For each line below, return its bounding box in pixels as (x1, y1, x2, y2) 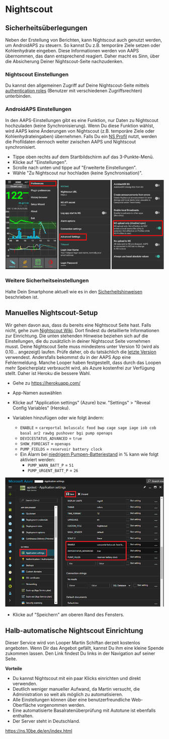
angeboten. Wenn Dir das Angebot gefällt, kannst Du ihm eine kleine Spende (5, 645, 164, 651)
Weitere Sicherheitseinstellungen (5, 277, 89, 284)
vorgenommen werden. (37, 702, 86, 708)
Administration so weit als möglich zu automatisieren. (12, 692, 123, 698)
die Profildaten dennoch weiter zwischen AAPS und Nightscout (5, 139, 136, 145)
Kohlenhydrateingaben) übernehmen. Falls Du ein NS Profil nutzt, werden (5, 133, 157, 139)
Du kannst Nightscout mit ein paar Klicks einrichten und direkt (12, 675, 141, 682)
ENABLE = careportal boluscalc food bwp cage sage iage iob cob (20, 424, 156, 430)
